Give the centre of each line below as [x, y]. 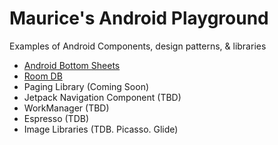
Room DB [43, 76]
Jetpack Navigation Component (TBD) [102, 97]
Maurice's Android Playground [139, 18]
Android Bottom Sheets [72, 65]
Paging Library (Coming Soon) [86, 86]
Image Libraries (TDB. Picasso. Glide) [101, 129]
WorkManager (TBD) [66, 108]
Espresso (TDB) [56, 118]
